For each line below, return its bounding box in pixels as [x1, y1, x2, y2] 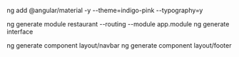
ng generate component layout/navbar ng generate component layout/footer [6, 41, 232, 49]
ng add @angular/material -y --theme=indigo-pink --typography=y [6, 6, 203, 14]
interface [6, 28, 34, 36]
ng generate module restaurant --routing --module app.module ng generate [6, 20, 230, 28]
